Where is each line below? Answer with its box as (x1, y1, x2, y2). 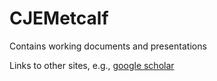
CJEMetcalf (9, 7, 109, 30)
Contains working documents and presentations (9, 40, 207, 52)
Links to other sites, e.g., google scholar (9, 59, 175, 71)
